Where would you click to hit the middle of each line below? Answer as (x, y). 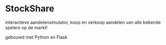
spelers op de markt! (26, 27)
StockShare (30, 9)
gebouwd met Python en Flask (37, 37)
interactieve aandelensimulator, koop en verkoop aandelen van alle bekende (83, 22)
